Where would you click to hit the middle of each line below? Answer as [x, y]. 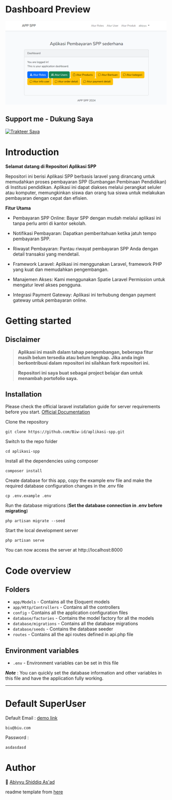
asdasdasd [16, 748]
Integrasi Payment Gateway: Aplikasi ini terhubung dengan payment [84, 294]
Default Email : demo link [31, 718]
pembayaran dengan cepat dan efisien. [47, 198]
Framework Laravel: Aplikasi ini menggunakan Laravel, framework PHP [87, 264]
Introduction [32, 152]
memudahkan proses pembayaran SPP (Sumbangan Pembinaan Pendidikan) [86, 182]
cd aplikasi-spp [23, 452]
